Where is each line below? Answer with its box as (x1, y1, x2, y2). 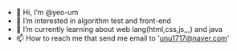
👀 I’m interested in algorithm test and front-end (15, 16, 171, 25)
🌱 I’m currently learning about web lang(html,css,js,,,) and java (15, 25, 223, 33)
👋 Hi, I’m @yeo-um (15, 8, 79, 17)
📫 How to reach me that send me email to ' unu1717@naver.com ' (15, 33, 230, 43)
